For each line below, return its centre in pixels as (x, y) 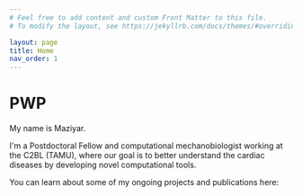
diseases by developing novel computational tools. (103, 165)
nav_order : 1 (34, 59)
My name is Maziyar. (48, 129)
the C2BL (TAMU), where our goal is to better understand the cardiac (137, 156)
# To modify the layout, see (64, 26)
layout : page (34, 42)
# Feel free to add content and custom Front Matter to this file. (138, 18)
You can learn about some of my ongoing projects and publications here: (144, 183)
